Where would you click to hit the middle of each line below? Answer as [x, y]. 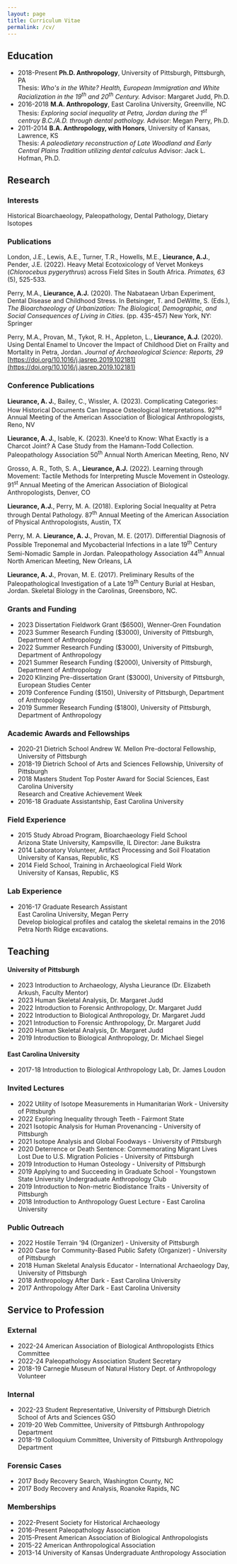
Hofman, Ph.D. [39, 158]
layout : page [27, 14]
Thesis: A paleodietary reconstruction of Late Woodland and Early [115, 143]
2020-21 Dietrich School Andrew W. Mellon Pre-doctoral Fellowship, [117, 749]
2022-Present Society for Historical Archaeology [89, 1522]
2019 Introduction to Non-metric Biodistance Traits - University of [113, 1186]
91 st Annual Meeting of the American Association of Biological [98, 484]
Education [30, 56]
